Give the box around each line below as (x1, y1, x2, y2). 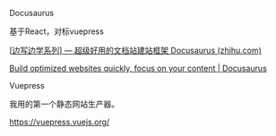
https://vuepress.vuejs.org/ (9, 116, 110, 127)
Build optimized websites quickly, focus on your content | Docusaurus (9, 63, 267, 73)
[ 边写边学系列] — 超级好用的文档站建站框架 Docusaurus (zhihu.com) (9, 45, 263, 55)
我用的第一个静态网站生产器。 (9, 98, 119, 109)
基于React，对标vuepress (9, 26, 105, 37)
